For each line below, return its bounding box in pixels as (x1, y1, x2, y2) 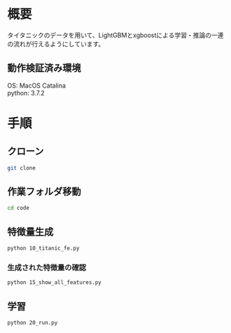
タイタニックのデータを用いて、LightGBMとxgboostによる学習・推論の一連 (7, 31, 224, 39)
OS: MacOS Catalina (7, 81, 66, 90)
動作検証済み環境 (7, 62, 81, 74)
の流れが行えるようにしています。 (7, 39, 105, 48)
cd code (7, 205, 30, 212)
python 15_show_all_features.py (7, 279, 101, 286)
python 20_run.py (7, 319, 58, 326)
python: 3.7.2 (7, 88, 45, 97)
